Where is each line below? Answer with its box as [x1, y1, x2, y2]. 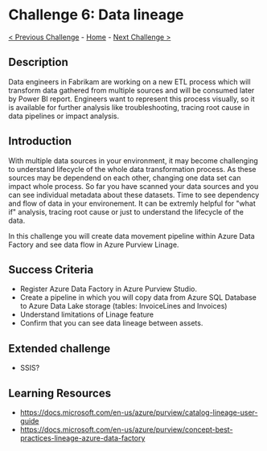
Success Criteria [8, 263, 94, 277]
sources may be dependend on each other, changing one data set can [8, 173, 241, 182]
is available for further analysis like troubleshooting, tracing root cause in [8, 102, 250, 112]
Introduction [8, 134, 72, 148]
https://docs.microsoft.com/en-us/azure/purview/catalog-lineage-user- [19, 408, 259, 417]
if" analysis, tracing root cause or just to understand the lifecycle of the [8, 207, 244, 216]
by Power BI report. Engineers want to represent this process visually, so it [8, 94, 255, 104]
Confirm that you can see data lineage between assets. [19, 318, 203, 328]
